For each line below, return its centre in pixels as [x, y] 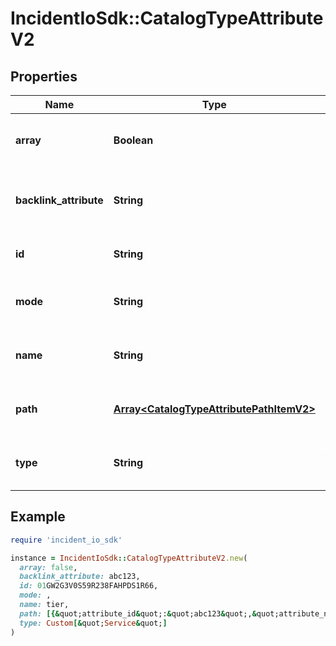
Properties [44, 76]
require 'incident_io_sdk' [66, 540]
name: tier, [44, 605]
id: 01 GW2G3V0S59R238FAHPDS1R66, [89, 586]
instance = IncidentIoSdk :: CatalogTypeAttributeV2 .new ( [129, 558]
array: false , [48, 567]
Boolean [133, 140]
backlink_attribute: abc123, [80, 577]
